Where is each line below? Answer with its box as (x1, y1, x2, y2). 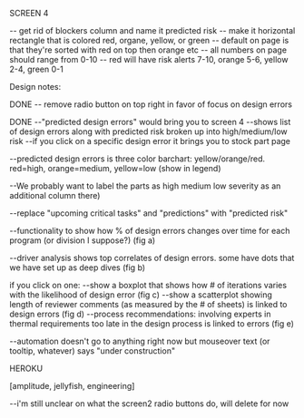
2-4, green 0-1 (9, 63, 64, 74)
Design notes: (9, 82, 62, 92)
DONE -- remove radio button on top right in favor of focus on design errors (9, 99, 293, 110)
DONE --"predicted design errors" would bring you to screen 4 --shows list (9, 117, 291, 127)
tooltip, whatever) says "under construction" (9, 345, 175, 356)
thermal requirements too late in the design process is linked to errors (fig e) (9, 318, 295, 329)
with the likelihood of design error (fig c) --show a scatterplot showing (9, 289, 272, 300)
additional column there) (9, 190, 101, 200)
